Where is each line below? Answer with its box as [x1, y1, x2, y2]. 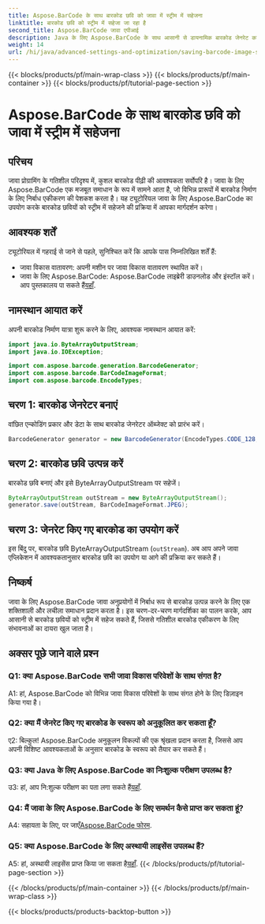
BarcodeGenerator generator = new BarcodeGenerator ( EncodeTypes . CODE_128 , [8, 435, 259, 443]
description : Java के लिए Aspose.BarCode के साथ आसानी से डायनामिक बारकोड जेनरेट [8, 33, 249, 42]
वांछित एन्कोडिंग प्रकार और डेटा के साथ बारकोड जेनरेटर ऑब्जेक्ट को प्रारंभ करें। [8, 419, 205, 428]
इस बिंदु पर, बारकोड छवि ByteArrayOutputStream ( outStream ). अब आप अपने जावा [8, 544, 239, 553]
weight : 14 [8, 41, 44, 49]
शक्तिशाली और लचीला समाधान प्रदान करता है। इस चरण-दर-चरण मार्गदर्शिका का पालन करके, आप [8, 605, 252, 615]
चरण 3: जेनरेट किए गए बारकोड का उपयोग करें [8, 522, 179, 537]
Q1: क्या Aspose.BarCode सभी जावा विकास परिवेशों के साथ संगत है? [8, 671, 222, 682]
